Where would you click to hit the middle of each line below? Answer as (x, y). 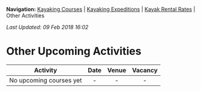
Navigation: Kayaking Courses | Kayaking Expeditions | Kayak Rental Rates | (101, 9)
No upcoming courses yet (46, 80)
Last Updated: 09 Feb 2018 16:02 (47, 27)
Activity (46, 70)
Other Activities (25, 16)
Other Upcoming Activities (74, 51)
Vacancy (145, 70)
